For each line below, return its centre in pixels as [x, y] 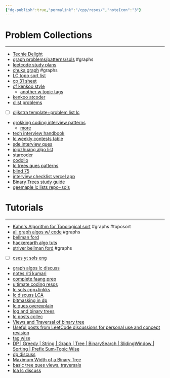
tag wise [22, 338]
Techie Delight [28, 54]
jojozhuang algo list [33, 149]
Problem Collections [49, 35]
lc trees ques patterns [35, 165]
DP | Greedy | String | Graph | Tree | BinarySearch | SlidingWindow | [83, 343]
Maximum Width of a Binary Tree [47, 359]
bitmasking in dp [30, 300]
